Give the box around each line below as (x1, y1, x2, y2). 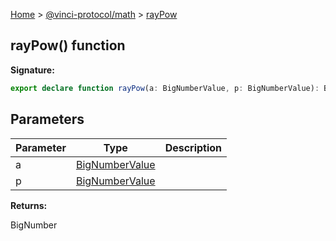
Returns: (10, 199, 48, 211)
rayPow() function (10, 37, 126, 54)
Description (164, 140, 223, 154)
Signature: (10, 64, 55, 76)
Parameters (10, 111, 85, 128)
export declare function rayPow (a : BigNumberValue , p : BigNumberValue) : (10, 83, 320, 93)
